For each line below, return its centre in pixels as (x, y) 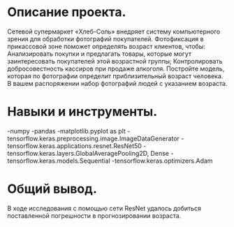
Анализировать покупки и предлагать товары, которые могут (100, 54)
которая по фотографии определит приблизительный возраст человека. (115, 76)
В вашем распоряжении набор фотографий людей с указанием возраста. (117, 83)
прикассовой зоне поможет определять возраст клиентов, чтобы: (106, 46)
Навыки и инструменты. (82, 112)
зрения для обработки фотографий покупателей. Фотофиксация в (105, 38)
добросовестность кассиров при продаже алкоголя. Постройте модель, (116, 68)
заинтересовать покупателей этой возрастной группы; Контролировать (115, 61)
